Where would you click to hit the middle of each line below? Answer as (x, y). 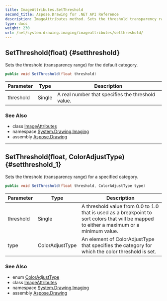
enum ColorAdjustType (36, 277)
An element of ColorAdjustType (118, 239)
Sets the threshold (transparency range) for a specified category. (72, 177)
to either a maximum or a (110, 225)
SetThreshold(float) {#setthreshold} (63, 53)
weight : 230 (17, 28)
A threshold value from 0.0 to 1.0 (120, 206)
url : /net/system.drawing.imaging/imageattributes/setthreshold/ (74, 33)
